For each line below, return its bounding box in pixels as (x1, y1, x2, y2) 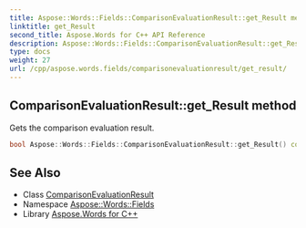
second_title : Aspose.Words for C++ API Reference (9, 30, 206, 39)
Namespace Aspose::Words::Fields (22, 199, 155, 210)
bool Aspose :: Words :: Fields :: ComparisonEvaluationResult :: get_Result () (9, 140, 287, 149)
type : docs (9, 47, 51, 57)
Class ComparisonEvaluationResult (22, 189, 155, 201)
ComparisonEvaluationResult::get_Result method (9, 98, 297, 114)
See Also (9, 165, 61, 181)
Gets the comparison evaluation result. (9, 122, 155, 133)
